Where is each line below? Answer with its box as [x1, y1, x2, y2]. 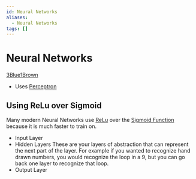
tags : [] [6, 25, 28, 32]
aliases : [6, 14, 28, 20]
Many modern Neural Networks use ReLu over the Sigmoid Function [6, 117, 174, 123]
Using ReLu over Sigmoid [6, 100, 102, 111]
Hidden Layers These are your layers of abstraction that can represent [14, 141, 189, 148]
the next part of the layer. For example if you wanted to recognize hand [14, 147, 191, 154]
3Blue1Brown [6, 71, 38, 79]
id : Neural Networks [6, 8, 58, 15]
